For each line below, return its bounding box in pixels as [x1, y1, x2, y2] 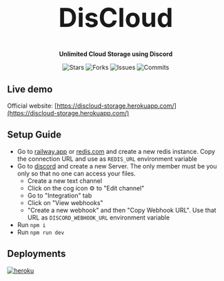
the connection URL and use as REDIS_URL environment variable [17, 155, 198, 163]
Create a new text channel [27, 176, 102, 185]
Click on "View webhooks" [27, 198, 103, 206]
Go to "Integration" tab [27, 191, 92, 200]
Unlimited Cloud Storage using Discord [59, 50, 173, 58]
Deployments [7, 248, 66, 260]
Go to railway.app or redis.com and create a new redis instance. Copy [17, 147, 216, 155]
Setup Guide [7, 129, 62, 141]
